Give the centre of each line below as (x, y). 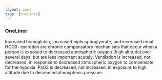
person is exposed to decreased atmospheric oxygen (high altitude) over (78, 52)
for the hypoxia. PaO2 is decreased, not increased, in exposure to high (76, 67)
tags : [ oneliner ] (23, 14)
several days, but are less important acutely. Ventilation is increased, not (78, 57)
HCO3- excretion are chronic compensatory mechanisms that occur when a (81, 47)
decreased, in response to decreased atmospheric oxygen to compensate (79, 62)
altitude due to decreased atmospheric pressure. (54, 72)
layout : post (18, 9)
